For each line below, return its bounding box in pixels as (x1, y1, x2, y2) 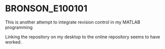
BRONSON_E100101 (5, 3, 87, 14)
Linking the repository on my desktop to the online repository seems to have (5, 34, 161, 40)
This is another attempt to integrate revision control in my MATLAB (5, 19, 141, 25)
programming (5, 24, 33, 30)
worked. (5, 39, 22, 45)
